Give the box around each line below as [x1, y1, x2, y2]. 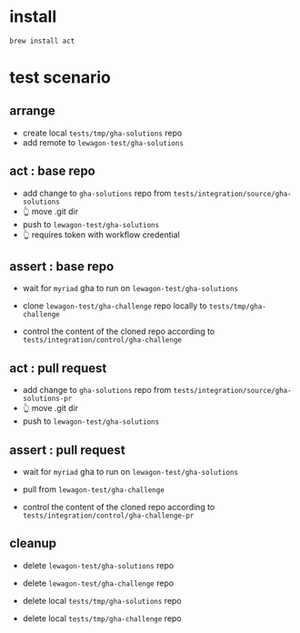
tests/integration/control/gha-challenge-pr [22, 511, 195, 520]
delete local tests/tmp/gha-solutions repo [22, 595, 182, 606]
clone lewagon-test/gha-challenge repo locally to [22, 300, 207, 311]
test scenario [9, 67, 112, 87]
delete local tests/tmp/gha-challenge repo [22, 612, 182, 624]
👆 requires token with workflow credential [22, 229, 180, 240]
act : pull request [9, 360, 107, 376]
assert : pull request [9, 442, 125, 457]
